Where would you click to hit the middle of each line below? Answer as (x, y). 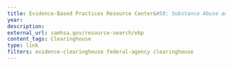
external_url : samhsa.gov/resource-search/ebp (76, 33)
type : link (23, 45)
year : (15, 20)
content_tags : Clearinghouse (49, 39)
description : (26, 26)
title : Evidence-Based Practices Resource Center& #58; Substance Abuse (113, 13)
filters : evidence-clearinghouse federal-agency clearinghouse (101, 52)
